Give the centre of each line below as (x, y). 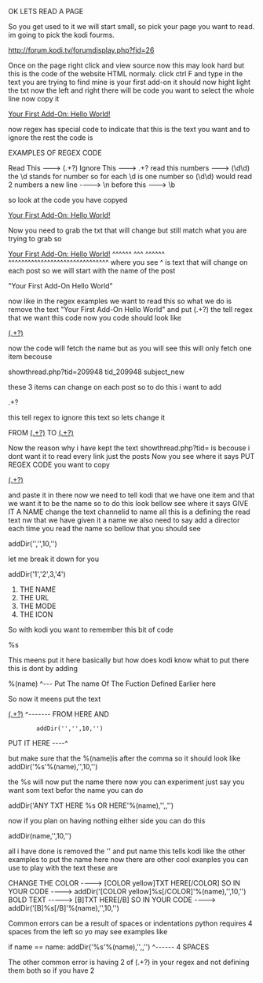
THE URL (34, 598)
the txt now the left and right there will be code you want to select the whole (131, 90)
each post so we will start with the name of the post (92, 271)
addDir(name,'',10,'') (40, 836)
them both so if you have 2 (51, 970)
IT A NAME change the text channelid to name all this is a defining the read (129, 512)
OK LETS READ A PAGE (46, 11)
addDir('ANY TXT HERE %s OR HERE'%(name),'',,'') (91, 805)
